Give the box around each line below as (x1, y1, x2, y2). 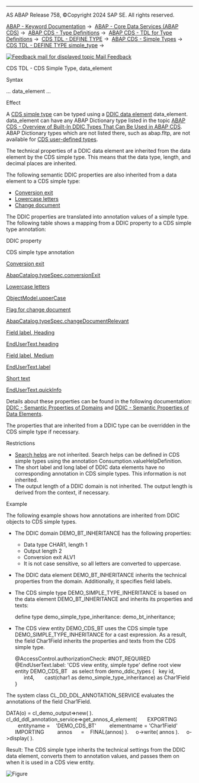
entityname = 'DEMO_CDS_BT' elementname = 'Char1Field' (17, 722, 178, 729)
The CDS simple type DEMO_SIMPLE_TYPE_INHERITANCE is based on (14, 589, 187, 596)
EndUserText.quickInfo (6, 386, 62, 393)
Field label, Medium (6, 352, 54, 359)
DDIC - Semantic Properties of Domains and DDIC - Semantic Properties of (6, 404, 190, 411)
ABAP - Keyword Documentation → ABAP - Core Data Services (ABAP (6, 23, 179, 30)
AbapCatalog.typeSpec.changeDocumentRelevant (6, 317, 129, 325)
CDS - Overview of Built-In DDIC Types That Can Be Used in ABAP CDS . (6, 123, 182, 130)
